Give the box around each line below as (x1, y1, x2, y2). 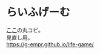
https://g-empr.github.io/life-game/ (6, 40, 94, 48)
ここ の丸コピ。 (6, 26, 44, 34)
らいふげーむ (6, 5, 71, 19)
